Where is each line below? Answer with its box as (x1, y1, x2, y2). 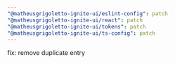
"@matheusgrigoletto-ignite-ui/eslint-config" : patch (7, 10, 169, 17)
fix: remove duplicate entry (7, 49, 86, 57)
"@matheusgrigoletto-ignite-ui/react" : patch (7, 17, 143, 24)
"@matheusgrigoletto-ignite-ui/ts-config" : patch (7, 29, 156, 37)
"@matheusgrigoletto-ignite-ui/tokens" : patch (7, 23, 146, 30)
